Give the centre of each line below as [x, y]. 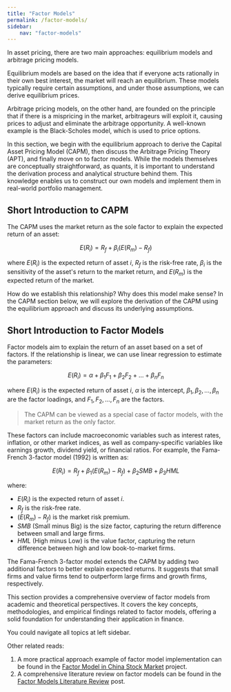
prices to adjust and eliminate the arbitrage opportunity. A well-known [107, 124]
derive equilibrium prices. [43, 95]
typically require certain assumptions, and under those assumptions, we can [115, 88]
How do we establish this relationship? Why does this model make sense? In [115, 294]
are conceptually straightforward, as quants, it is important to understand [111, 166]
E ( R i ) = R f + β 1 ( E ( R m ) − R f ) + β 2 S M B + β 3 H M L [116, 471]
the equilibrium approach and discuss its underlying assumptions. [101, 309]
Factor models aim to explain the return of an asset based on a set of [105, 347]
